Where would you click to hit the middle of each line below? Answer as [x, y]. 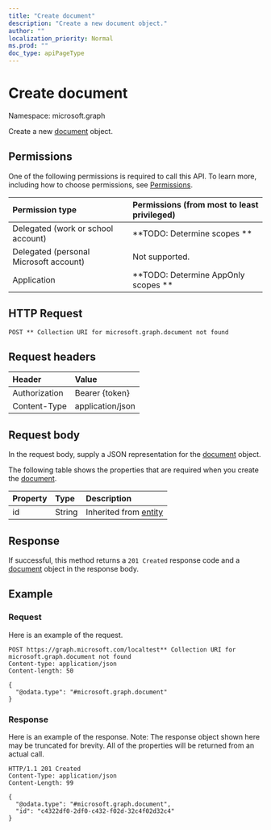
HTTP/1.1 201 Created [45, 769]
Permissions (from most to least [196, 204]
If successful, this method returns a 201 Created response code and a [124, 560]
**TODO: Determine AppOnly [189, 275]
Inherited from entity [125, 512]
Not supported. [161, 257]
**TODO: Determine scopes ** [192, 233]
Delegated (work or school [63, 228]
